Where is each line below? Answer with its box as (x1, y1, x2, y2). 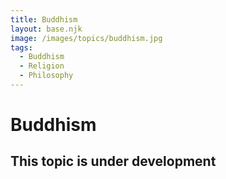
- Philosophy (19, 71, 74, 81)
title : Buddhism (10, 14, 78, 25)
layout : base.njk (10, 24, 83, 34)
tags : (10, 42, 33, 53)
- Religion (19, 61, 65, 71)
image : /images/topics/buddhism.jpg (10, 33, 163, 43)
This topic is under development (10, 153, 217, 170)
